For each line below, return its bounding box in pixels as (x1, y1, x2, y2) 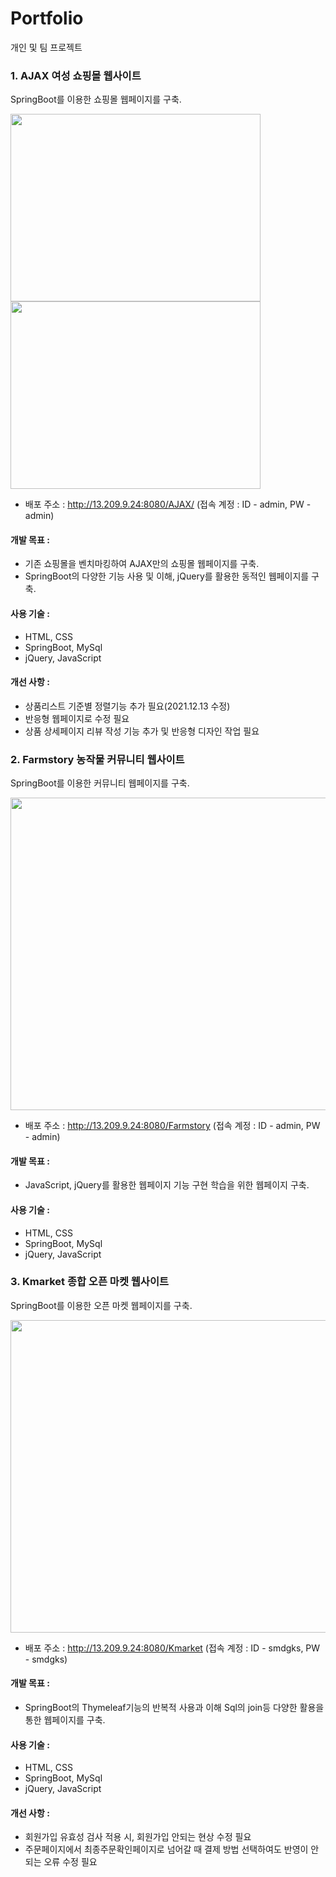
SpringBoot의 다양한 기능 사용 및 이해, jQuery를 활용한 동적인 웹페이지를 (24, 570, 310, 582)
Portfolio (10, 7, 84, 30)
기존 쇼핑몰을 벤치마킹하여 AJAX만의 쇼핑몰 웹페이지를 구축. (24, 558, 260, 570)
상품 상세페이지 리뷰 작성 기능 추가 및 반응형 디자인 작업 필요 (24, 725, 260, 737)
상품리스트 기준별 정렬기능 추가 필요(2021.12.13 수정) (24, 700, 231, 712)
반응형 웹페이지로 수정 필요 (24, 712, 130, 724)
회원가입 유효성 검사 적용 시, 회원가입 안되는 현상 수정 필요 (24, 1831, 252, 1843)
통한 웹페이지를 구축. (24, 1714, 106, 1726)
